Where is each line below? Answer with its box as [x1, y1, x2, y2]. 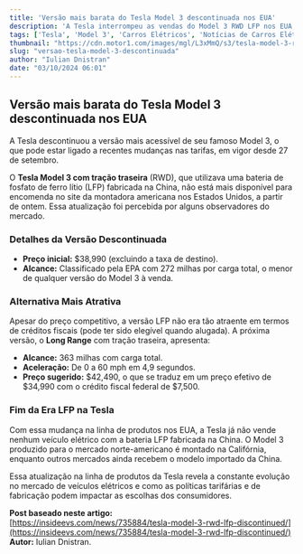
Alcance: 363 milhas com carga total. [22, 352, 163, 363]
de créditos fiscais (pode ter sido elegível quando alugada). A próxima [9, 325, 271, 336]
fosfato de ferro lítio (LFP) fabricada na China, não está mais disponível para [9, 182, 293, 192]
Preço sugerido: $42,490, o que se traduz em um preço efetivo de [22, 371, 272, 382]
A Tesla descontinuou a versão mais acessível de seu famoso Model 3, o [9, 135, 280, 146]
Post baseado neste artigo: [9, 507, 113, 518]
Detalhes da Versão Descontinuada [9, 232, 168, 245]
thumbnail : [9, 38, 50, 48]
